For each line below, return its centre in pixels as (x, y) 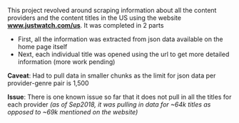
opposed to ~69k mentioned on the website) (73, 112)
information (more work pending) (66, 62)
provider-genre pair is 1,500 (48, 83)
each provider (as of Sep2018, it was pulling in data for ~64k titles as (109, 105)
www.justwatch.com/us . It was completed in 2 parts (86, 25)
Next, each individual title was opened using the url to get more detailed (123, 54)
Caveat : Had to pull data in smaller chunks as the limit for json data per (112, 75)
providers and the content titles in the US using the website (95, 18)
